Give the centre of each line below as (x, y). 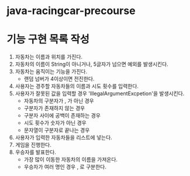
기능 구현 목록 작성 (48, 40)
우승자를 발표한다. (35, 152)
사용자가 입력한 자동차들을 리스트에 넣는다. (64, 138)
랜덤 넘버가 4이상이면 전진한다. (59, 79)
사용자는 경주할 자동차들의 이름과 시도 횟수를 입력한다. (77, 86)
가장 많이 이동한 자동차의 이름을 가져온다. (71, 160)
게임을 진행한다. (33, 145)
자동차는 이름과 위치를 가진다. (49, 57)
